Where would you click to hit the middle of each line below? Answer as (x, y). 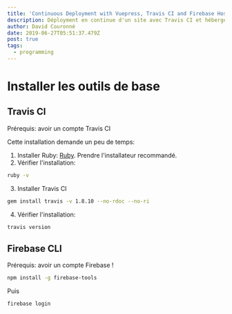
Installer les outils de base (84, 86)
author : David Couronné (41, 26)
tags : (15, 46)
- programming (33, 53)
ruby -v (18, 175)
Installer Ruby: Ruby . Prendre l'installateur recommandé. (97, 155)
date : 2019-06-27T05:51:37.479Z (54, 33)
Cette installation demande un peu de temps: (71, 142)
